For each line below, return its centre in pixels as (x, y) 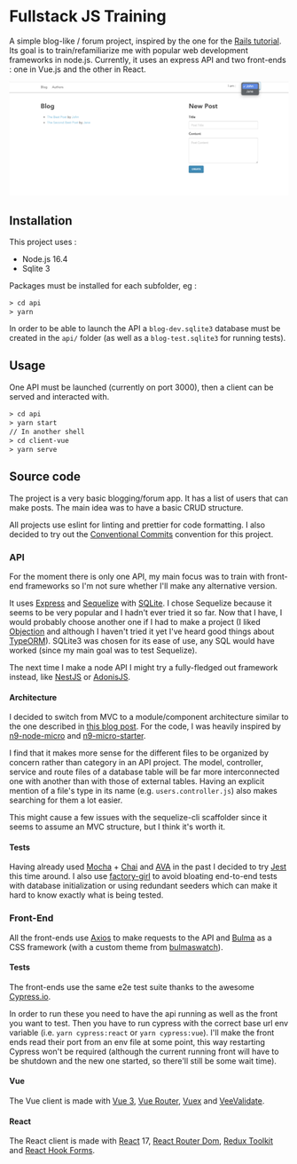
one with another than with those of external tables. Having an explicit (137, 781)
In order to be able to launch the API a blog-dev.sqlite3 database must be (145, 328)
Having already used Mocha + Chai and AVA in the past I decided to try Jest (148, 867)
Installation (41, 221)
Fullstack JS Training (88, 16)
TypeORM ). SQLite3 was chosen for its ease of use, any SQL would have (142, 640)
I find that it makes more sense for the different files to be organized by (139, 753)
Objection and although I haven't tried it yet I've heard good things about (142, 631)
